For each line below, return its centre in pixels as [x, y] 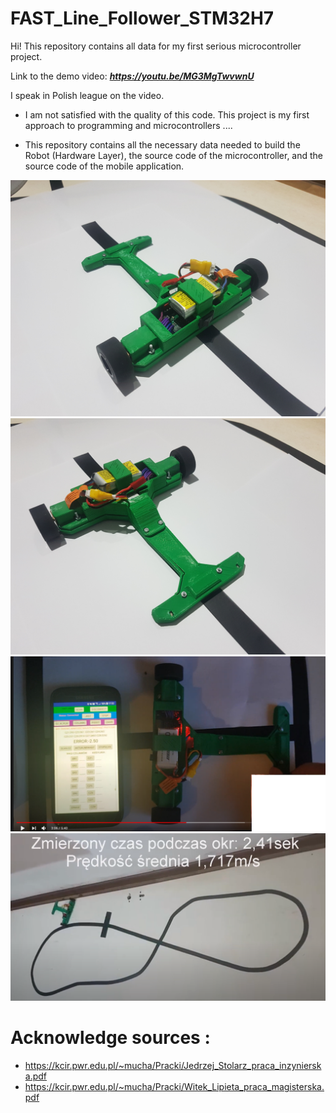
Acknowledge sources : [110, 1038]
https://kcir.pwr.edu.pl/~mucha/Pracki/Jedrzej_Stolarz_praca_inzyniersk [173, 1066]
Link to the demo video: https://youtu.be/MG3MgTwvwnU [132, 76]
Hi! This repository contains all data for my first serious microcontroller [156, 46]
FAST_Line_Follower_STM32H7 [142, 18]
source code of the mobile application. [104, 166]
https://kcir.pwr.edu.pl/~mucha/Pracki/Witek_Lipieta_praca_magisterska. [174, 1087]
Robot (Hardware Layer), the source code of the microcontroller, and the [174, 155]
